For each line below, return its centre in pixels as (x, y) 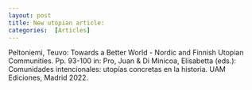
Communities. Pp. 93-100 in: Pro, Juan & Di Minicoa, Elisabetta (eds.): (122, 61)
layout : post (30, 15)
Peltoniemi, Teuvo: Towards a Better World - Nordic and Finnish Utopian (126, 53)
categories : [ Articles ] (49, 30)
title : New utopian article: (56, 23)
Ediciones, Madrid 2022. (48, 78)
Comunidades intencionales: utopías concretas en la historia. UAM (117, 69)
